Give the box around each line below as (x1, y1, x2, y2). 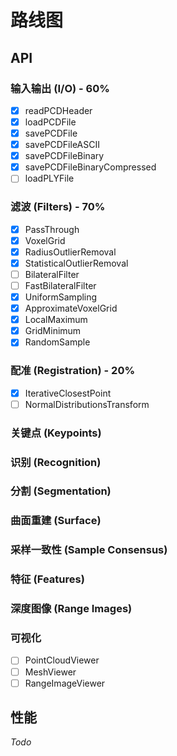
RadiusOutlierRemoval (24, 246, 117, 258)
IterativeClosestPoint (24, 387, 112, 399)
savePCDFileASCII (24, 139, 100, 151)
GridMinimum (24, 325, 82, 337)
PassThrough (24, 223, 80, 235)
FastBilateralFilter (24, 279, 97, 291)
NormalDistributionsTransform (24, 398, 150, 410)
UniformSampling (24, 291, 98, 303)
